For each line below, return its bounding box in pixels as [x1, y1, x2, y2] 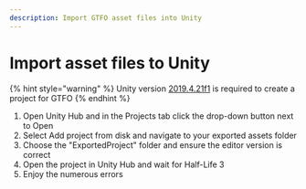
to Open [22, 120, 54, 131]
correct [22, 149, 51, 160]
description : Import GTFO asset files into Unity [9, 13, 203, 23]
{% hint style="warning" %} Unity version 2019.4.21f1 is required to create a [9, 83, 295, 94]
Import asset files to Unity [9, 52, 210, 73]
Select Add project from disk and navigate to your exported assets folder [22, 130, 297, 141]
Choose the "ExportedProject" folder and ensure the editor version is [22, 139, 283, 151]
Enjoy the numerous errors [22, 168, 123, 179]
